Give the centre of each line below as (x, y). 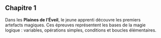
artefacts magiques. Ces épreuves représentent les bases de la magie (75, 25)
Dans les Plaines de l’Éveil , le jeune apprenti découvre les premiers (73, 19)
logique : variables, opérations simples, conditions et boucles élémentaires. (81, 30)
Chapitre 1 (21, 8)
